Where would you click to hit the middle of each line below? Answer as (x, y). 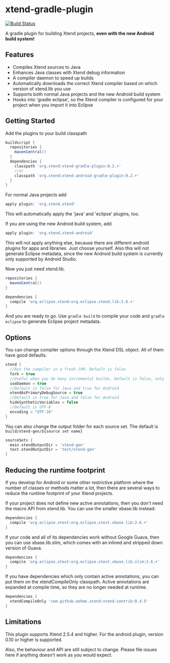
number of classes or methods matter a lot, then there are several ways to (82, 488)
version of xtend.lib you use (42, 89)
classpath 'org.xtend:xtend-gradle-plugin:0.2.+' (68, 166)
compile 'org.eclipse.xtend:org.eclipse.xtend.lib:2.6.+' (73, 301)
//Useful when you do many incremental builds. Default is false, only (87, 379)
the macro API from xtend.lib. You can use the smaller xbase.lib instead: (80, 508)
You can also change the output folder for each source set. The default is (82, 426)
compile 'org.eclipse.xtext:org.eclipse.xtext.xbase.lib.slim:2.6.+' (85, 562)
